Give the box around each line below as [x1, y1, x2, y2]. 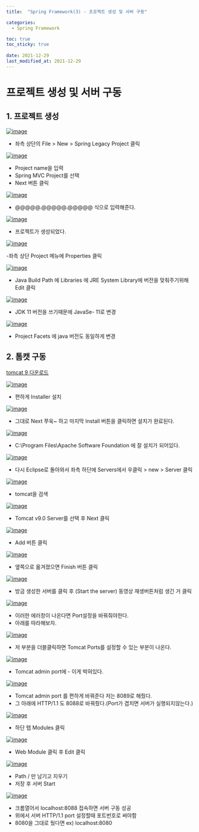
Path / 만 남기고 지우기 [14, 772, 68, 779]
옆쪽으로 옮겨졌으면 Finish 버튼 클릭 [14, 563, 98, 570]
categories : [6, 19, 36, 26]
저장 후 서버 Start [14, 780, 55, 787]
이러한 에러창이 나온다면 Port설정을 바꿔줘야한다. [14, 611, 129, 619]
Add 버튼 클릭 [14, 539, 48, 546]
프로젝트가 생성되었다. [14, 228, 67, 235]
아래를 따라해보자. [14, 619, 57, 626]
